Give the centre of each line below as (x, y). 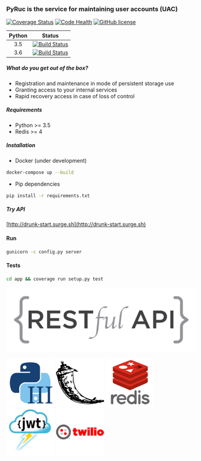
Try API (16, 209)
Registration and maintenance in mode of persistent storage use (94, 83)
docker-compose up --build (40, 172)
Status (50, 36)
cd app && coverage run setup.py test (55, 279)
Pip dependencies (37, 184)
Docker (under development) (51, 160)
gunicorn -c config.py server (44, 252)
